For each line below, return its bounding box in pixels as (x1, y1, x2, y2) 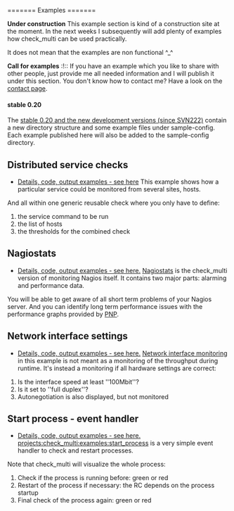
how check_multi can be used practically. (7, 34, 127, 43)
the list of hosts (17, 220, 63, 228)
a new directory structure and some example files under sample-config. (7, 123, 216, 132)
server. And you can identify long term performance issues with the (7, 302, 203, 310)
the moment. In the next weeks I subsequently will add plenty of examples (7, 27, 222, 35)
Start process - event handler (7, 413, 139, 425)
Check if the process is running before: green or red (17, 474, 169, 482)
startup (17, 488, 39, 497)
